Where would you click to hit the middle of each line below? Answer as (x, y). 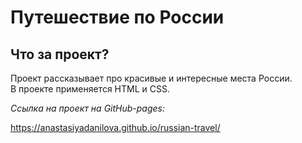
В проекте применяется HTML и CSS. (90, 89)
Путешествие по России (117, 17)
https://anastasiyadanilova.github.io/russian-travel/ (115, 127)
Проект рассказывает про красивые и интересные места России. (151, 78)
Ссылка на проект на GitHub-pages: (88, 108)
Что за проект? (60, 54)
